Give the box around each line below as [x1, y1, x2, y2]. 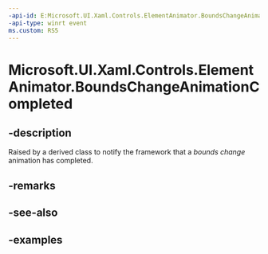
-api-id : [8, 11, 37, 20]
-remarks [8, 178, 56, 192]
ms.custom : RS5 [8, 26, 59, 34]
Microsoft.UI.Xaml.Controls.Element [8, 61, 254, 79]
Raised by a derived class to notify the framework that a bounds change [8, 147, 246, 157]
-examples [8, 233, 63, 247]
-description [8, 126, 72, 139]
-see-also [8, 206, 58, 220]
